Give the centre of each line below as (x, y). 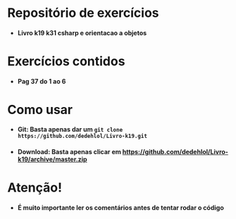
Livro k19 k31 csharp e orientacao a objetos (82, 32)
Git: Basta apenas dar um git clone (70, 130)
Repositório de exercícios (83, 13)
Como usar (40, 109)
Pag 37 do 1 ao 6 (42, 81)
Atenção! (35, 188)
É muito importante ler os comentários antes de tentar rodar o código (120, 207)
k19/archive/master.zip (52, 159)
